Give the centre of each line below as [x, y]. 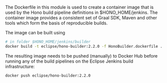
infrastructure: [20, 66]
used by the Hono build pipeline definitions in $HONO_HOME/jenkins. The [81, 12]
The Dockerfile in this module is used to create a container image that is [79, 7]
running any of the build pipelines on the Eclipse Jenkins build [69, 61]
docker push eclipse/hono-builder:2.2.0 [48, 76]
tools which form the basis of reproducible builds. [56, 23]
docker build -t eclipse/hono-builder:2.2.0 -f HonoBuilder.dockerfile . [84, 46]
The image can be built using [35, 33]
